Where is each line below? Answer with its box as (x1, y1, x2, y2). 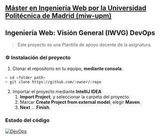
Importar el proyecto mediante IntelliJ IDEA (12, 89, 102, 95)
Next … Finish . (19, 104, 51, 111)
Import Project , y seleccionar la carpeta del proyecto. (19, 94, 131, 100)
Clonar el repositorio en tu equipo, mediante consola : (12, 66, 123, 71)
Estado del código (5, 117, 50, 124)
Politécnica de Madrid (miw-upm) (5, 12, 112, 20)
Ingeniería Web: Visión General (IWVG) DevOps (5, 28, 156, 37)
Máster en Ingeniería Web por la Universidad (5, 4, 147, 12)
